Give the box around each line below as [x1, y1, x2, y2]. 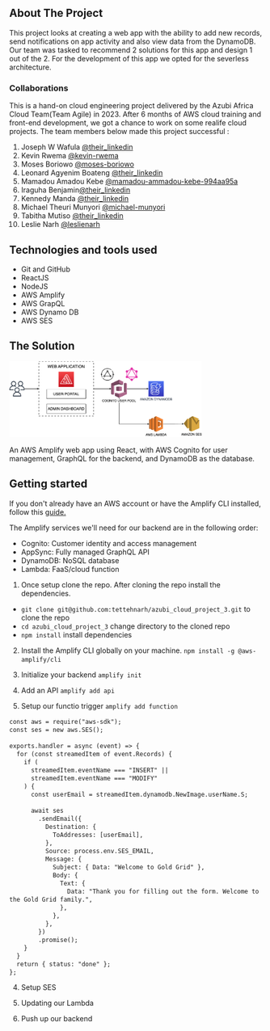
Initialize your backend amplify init [20, 670, 142, 680]
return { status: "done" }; [16, 960, 112, 968]
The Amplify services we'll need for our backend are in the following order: [9, 523, 259, 532]
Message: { [44, 855, 82, 863]
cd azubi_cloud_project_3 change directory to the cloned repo [20, 621, 230, 631]
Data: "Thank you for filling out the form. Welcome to [66, 887, 259, 895]
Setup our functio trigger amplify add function [20, 701, 179, 710]
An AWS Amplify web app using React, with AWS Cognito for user [9, 444, 229, 455]
